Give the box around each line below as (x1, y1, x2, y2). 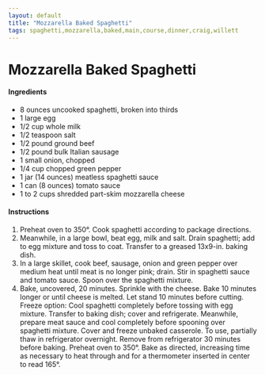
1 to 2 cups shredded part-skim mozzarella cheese (19, 189, 185, 198)
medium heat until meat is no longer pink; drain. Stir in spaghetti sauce (19, 266, 251, 276)
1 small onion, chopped (19, 155, 95, 165)
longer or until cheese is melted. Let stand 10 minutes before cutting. (19, 292, 244, 301)
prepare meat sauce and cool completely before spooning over (19, 317, 225, 327)
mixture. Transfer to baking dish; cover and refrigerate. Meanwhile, (19, 308, 239, 318)
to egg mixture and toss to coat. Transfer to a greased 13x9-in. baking (19, 241, 248, 251)
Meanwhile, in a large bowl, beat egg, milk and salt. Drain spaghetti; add (19, 233, 256, 243)
